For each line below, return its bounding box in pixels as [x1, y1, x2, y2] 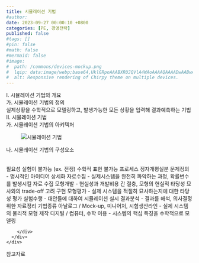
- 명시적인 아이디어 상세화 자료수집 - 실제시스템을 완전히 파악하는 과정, [6, 173, 169, 180]
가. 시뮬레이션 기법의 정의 [6, 99, 65, 106]
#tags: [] [6, 36, 31, 42]
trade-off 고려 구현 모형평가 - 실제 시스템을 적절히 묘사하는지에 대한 [21, 187, 179, 195]
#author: [6, 14, 28, 20]
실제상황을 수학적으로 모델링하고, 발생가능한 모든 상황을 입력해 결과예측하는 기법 [6, 106, 191, 113]
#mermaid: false [6, 53, 46, 59]
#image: [6, 58, 25, 64]
